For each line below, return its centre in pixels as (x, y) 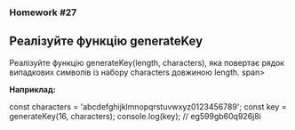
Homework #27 (43, 12)
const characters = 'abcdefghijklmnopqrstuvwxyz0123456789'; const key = (148, 106)
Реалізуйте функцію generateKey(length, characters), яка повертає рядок (147, 62)
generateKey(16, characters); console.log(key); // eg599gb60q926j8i (136, 116)
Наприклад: (32, 89)
